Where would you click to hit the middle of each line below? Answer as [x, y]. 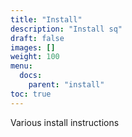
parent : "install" [66, 85]
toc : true [31, 94]
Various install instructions [65, 122]
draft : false [37, 38]
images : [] [33, 47]
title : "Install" [46, 19]
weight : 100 [35, 57]
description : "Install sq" [66, 29]
